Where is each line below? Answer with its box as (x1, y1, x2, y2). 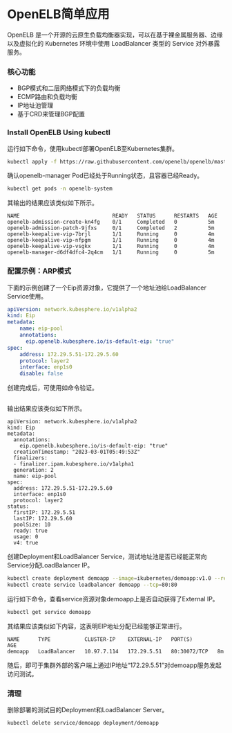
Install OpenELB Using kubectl (7, 127, 110, 137)
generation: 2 (13, 467, 54, 474)
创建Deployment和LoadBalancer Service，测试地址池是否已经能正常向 (7, 552, 207, 561)
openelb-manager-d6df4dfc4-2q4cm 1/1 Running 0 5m (7, 249, 215, 256)
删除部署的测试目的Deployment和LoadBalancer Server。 (7, 706, 168, 714)
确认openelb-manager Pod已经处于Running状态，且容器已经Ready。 (7, 171, 204, 180)
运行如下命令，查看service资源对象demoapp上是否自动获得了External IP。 (7, 594, 219, 603)
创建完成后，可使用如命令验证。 (7, 384, 98, 392)
